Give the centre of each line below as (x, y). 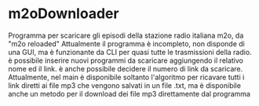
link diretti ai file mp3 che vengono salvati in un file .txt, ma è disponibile (125, 85)
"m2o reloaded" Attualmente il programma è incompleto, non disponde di (126, 43)
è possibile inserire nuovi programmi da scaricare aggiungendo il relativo (126, 60)
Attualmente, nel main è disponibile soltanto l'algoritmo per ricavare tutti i (126, 77)
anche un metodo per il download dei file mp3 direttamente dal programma (129, 93)
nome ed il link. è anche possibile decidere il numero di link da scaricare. (126, 68)
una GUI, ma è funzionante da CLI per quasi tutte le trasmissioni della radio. (130, 52)
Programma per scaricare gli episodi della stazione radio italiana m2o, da (126, 35)
